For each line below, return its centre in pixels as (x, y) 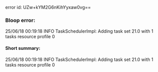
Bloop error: (20, 20)
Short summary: (23, 48)
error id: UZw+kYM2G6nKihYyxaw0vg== (48, 7)
